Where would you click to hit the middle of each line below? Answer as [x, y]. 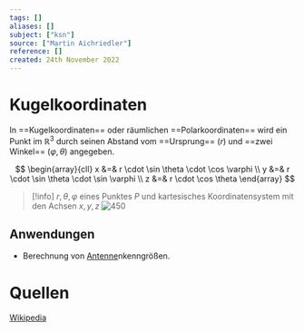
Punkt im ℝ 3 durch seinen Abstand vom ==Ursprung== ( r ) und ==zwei [141, 140]
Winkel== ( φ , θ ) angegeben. [62, 151]
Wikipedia [28, 317]
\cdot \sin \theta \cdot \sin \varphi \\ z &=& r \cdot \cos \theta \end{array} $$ [152, 179]
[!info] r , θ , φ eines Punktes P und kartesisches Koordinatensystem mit [162, 196]
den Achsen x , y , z [65, 206]
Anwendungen [52, 234]
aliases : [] [32, 26]
